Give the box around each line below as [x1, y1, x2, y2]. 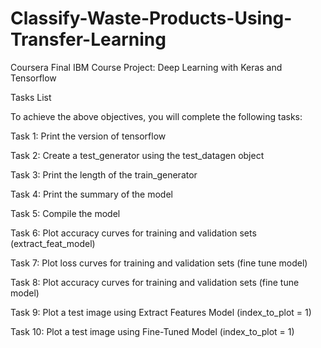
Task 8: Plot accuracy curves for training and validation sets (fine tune [10, 276, 300, 288]
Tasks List [10, 91, 52, 103]
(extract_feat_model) [10, 237, 96, 249]
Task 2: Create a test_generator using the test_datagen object [10, 149, 265, 161]
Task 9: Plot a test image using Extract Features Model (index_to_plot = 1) [10, 306, 312, 318]
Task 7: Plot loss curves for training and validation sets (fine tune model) [10, 257, 308, 269]
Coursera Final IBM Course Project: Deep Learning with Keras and [10, 61, 283, 73]
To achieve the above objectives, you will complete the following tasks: [10, 110, 303, 122]
